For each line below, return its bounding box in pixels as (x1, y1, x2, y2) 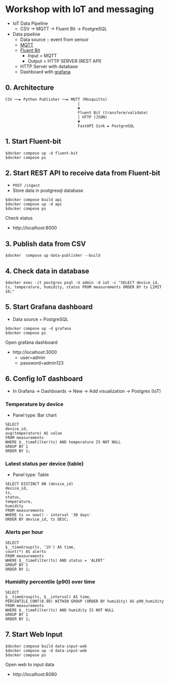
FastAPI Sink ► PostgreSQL (77, 123, 135, 129)
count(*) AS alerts (5, 549, 47, 554)
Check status (5, 215, 33, 221)
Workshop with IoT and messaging (5, 4, 154, 15)
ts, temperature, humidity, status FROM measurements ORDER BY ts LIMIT (5, 285, 162, 290)
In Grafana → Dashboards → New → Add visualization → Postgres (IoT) (12, 388, 161, 394)
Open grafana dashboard (5, 339, 58, 345)
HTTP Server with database (20, 63, 78, 69)
